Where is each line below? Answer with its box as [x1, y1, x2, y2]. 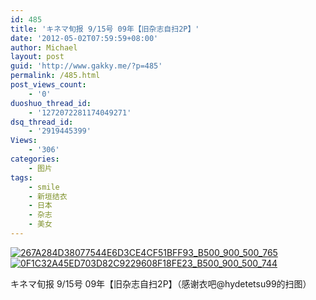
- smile [28, 182, 60, 192]
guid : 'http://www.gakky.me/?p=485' [10, 61, 163, 71]
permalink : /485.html [10, 71, 101, 81]
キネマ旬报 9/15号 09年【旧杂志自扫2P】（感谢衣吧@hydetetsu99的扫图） [10, 277, 312, 290]
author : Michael [10, 42, 78, 53]
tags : [10, 172, 33, 183]
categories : [10, 154, 60, 164]
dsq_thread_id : [10, 117, 74, 127]
